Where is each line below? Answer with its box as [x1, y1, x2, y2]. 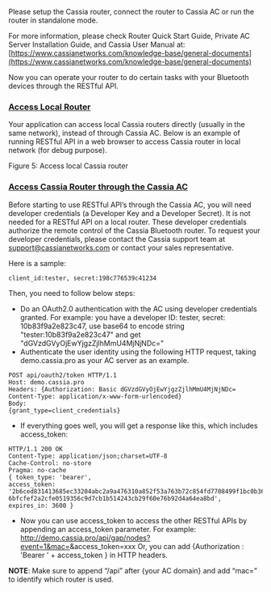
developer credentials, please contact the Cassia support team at [8, 234, 226, 243]
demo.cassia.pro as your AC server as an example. [19, 355, 190, 365]
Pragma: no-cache [8, 466, 67, 474]
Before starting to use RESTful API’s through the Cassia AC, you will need [8, 200, 252, 209]
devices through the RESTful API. [8, 81, 119, 91]
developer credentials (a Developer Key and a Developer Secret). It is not [8, 208, 251, 218]
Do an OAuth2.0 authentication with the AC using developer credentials [19, 303, 257, 314]
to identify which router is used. [8, 574, 115, 584]
